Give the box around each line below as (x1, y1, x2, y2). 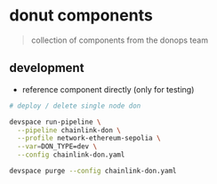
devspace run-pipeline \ (9, 117, 101, 126)
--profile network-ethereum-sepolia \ (17, 134, 162, 143)
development (9, 60, 84, 76)
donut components (9, 5, 153, 26)
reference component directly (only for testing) (21, 84, 195, 94)
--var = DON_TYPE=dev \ (17, 142, 98, 151)
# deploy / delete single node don (9, 101, 141, 110)
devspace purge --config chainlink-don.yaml (9, 166, 177, 175)
